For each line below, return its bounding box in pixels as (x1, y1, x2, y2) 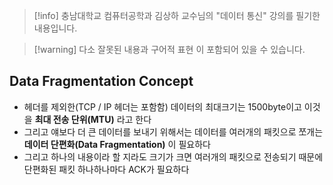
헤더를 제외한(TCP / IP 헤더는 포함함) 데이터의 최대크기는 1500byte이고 (23, 100, 302, 113)
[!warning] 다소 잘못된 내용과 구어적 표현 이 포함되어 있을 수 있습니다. (33, 44, 306, 55)
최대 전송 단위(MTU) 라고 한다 (34, 113, 152, 125)
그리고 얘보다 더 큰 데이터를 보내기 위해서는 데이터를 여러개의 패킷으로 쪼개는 (23, 125, 324, 138)
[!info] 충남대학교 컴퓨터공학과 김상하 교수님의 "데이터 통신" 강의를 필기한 (33, 10, 321, 21)
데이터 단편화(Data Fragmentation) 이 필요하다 (23, 138, 211, 150)
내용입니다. (33, 22, 78, 34)
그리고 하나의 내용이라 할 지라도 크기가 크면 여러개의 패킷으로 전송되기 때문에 (23, 150, 324, 163)
